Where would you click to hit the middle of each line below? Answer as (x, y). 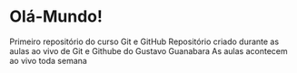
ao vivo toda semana (49, 60)
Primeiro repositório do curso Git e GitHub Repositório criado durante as (144, 41)
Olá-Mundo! (56, 17)
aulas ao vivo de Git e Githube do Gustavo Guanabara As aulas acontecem (148, 50)
